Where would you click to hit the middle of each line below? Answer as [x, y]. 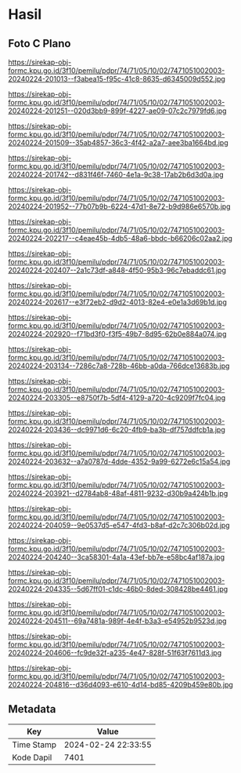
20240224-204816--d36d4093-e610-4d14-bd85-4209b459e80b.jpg [120, 685]
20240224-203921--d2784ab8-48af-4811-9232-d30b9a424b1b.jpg [118, 493]
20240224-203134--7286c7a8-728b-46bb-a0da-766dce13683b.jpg [119, 366]
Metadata [32, 709]
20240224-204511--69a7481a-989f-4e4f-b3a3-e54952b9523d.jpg [117, 621]
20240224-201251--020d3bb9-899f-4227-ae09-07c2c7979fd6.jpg [117, 111]
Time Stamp [34, 745]
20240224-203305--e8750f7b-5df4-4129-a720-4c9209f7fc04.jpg [117, 397]
